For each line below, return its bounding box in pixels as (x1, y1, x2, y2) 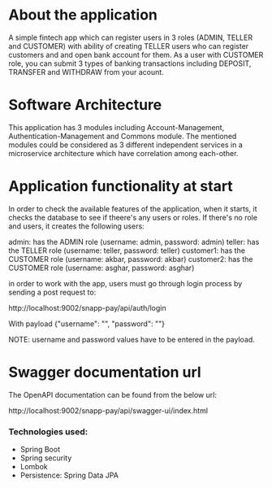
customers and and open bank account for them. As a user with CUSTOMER (8, 50, 264, 59)
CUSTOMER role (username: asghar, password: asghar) (8, 263, 195, 272)
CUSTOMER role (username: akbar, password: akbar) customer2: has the (8, 254, 253, 264)
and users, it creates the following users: (8, 221, 145, 231)
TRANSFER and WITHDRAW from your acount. (8, 67, 164, 76)
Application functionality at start (8, 177, 233, 196)
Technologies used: (8, 425, 89, 437)
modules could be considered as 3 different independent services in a (8, 140, 243, 150)
